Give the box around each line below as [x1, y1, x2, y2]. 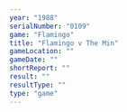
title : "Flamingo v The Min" [9, 38, 119, 48]
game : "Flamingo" [9, 30, 75, 39]
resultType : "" [9, 80, 67, 89]
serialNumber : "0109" [9, 22, 91, 31]
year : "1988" [9, 13, 59, 23]
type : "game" [9, 89, 59, 98]
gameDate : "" [9, 55, 59, 64]
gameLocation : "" [9, 47, 75, 56]
